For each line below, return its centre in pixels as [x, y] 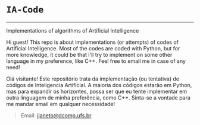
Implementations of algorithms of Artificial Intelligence [73, 30]
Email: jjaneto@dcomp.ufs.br [56, 115]
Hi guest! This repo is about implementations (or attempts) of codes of [92, 42]
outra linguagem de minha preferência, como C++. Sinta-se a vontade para [98, 97]
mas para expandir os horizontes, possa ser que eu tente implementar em [97, 91]
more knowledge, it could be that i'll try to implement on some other [89, 55]
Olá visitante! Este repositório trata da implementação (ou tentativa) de [93, 79]
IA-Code [25, 10]
